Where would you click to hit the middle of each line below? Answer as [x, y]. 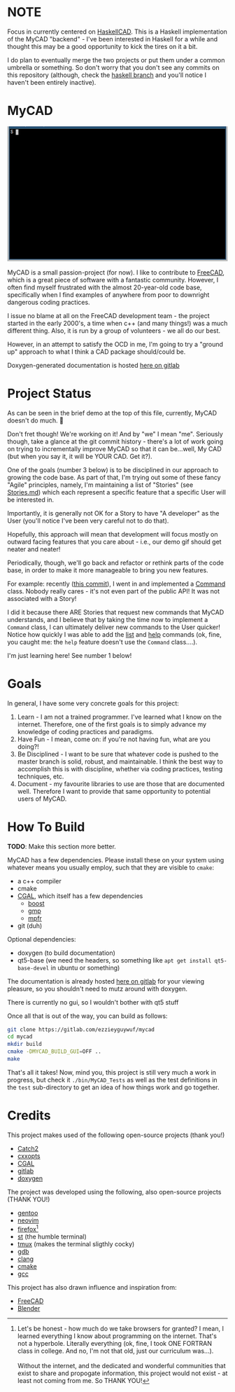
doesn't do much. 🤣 [36, 420]
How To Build [46, 827]
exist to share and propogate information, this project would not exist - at [122, 1373]
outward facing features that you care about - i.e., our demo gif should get [114, 542]
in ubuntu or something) [85, 967]
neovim [28, 1220]
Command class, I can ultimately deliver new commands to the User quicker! [114, 627]
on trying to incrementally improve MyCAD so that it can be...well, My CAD [114, 448]
